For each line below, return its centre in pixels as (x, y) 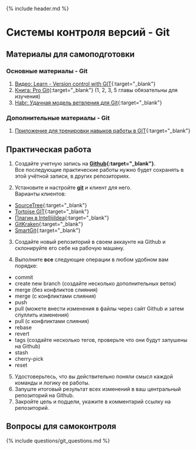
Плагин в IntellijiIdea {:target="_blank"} (62, 217)
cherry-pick (29, 358)
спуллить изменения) (42, 315)
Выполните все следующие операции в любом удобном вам (92, 259)
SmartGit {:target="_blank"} (48, 230)
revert (22, 334)
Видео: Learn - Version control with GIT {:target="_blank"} (85, 84)
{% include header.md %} (37, 9)
